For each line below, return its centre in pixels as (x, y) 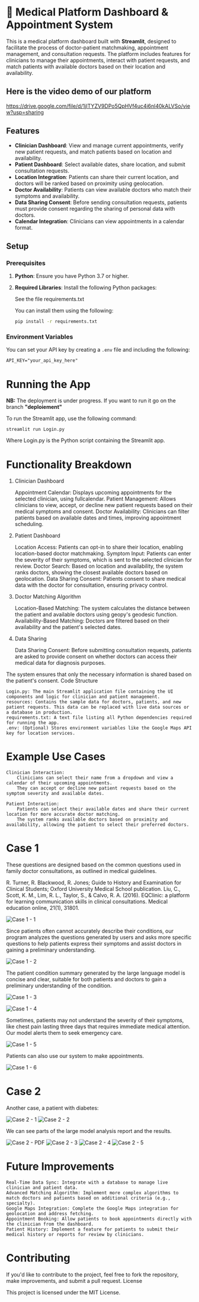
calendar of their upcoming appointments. (59, 783)
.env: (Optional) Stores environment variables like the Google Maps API (99, 728)
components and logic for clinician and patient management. (83, 697)
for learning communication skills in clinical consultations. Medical (87, 902)
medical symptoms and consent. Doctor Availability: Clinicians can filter (102, 512)
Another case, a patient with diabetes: (52, 1108)
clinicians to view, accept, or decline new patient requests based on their (104, 505)
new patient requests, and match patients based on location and (93, 152)
